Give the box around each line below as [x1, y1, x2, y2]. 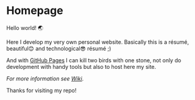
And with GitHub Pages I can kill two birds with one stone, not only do [6, 56, 182, 64]
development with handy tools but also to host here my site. [6, 63, 157, 70]
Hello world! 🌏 [6, 24, 44, 31]
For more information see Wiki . [6, 74, 84, 82]
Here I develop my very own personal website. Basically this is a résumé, [6, 38, 190, 46]
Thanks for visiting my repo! [6, 87, 77, 94]
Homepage [6, 4, 63, 18]
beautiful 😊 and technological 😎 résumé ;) [6, 45, 112, 52]
